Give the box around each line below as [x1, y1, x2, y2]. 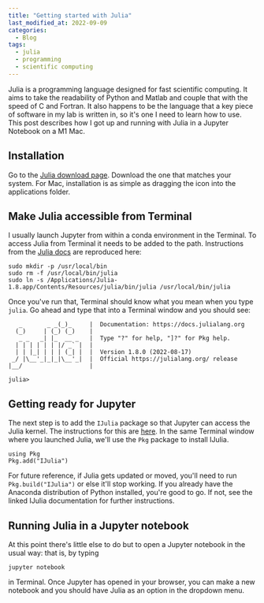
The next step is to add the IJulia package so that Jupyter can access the [8, 419, 251, 428]
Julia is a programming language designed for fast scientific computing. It [8, 84, 248, 94]
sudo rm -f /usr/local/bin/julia [8, 270, 118, 277]
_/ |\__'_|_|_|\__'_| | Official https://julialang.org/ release [11, 355, 238, 363]
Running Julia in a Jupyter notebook [8, 519, 189, 532]
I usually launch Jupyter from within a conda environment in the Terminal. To [8, 230, 257, 240]
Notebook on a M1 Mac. [8, 126, 85, 136]
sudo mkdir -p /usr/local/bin [8, 262, 108, 270]
